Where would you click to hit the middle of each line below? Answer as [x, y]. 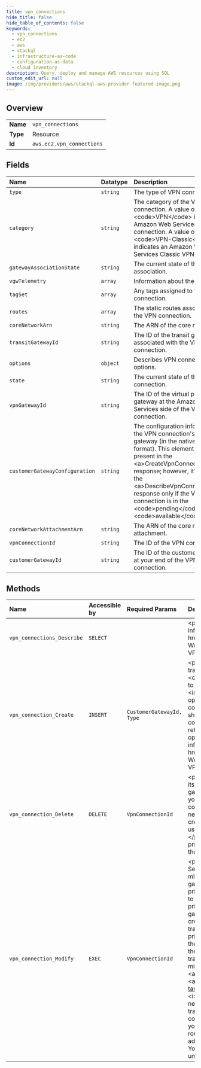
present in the [153, 456]
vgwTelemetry [28, 281]
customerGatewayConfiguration [52, 471]
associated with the [161, 342]
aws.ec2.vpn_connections [67, 144]
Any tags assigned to [163, 291]
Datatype [114, 182]
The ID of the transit [162, 334]
